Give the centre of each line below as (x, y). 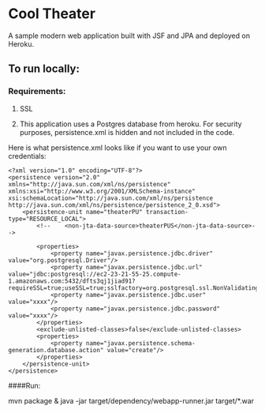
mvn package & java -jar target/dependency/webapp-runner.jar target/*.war (131, 400)
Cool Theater (52, 14)
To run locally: (44, 69)
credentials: (27, 156)
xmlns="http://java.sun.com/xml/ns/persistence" (90, 184)
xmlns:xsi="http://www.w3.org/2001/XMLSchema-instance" (102, 191)
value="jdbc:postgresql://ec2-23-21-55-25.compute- (95, 274)
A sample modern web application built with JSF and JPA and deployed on (129, 36)
